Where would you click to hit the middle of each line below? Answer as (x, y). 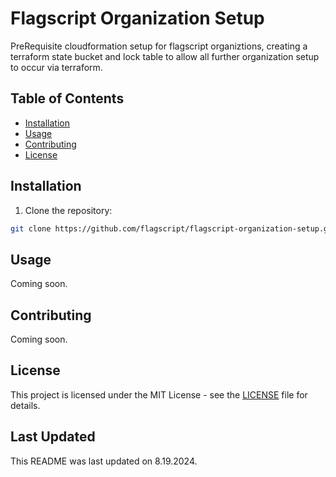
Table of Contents (67, 98)
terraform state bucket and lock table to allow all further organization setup (165, 56)
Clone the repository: (68, 210)
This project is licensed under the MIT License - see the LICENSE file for (159, 394)
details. (25, 405)
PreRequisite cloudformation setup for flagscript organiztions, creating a (159, 46)
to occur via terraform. (56, 67)
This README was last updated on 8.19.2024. (104, 461)
